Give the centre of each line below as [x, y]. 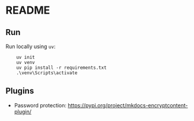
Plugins [20, 91]
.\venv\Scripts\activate [47, 73]
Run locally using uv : [31, 46]
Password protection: [40, 105]
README [28, 10]
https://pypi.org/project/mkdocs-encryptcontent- [128, 105]
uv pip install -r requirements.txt [62, 68]
